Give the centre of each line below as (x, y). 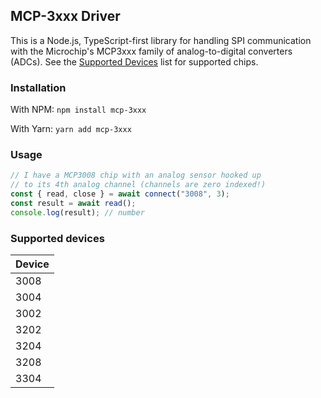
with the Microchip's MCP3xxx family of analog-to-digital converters (151, 51)
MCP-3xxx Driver (65, 16)
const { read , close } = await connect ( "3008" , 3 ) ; (120, 194)
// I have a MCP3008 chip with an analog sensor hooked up (136, 175)
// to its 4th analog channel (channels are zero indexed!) (138, 185)
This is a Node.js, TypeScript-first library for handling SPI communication (161, 40)
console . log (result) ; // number (77, 212)
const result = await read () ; (73, 204)
